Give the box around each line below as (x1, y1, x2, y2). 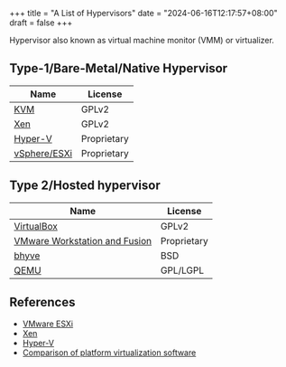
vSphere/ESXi (14, 146, 73, 159)
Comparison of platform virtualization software (22, 347, 197, 358)
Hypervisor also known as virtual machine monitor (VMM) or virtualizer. (9, 35, 275, 45)
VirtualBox (14, 220, 59, 232)
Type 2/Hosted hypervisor (9, 178, 161, 193)
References (9, 295, 76, 310)
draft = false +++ (9, 17, 73, 28)
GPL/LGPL (161, 264, 205, 277)
